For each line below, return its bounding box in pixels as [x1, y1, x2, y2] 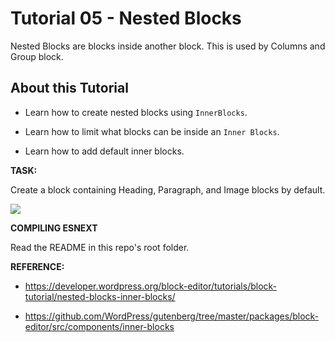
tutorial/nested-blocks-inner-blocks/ [24, 290, 176, 302]
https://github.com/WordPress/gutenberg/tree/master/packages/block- [24, 310, 320, 322]
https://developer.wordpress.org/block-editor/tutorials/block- [24, 280, 278, 292]
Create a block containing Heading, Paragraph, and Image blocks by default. [10, 183, 326, 196]
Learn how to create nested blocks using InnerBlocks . [24, 106, 248, 118]
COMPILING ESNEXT [10, 222, 98, 234]
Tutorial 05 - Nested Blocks [10, 7, 242, 30]
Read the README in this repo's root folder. [10, 241, 190, 253]
